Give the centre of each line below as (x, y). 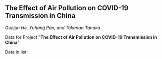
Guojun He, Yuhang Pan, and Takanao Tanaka (53, 28)
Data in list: (17, 52)
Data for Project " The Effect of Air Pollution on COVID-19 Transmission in (81, 37)
